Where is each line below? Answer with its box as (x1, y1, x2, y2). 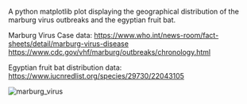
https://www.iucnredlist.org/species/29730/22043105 (8, 71, 185, 80)
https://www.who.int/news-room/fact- (94, 31, 219, 40)
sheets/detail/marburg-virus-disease (8, 39, 129, 48)
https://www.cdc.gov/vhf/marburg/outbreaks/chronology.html (8, 48, 211, 56)
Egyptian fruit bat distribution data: (8, 63, 122, 72)
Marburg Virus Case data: (8, 31, 93, 40)
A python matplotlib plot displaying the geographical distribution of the (8, 7, 240, 16)
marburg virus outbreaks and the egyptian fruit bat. (8, 15, 176, 25)
